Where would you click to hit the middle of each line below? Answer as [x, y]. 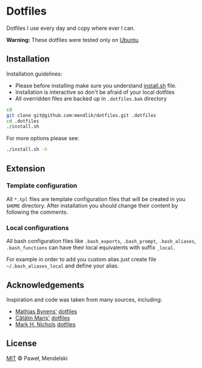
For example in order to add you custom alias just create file [81, 260]
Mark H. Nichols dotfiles [45, 324]
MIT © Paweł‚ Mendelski [37, 358]
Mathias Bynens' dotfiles [46, 311]
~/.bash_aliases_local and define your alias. [63, 266]
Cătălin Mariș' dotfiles [42, 317]
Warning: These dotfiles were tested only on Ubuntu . [73, 40]
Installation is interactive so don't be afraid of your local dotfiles [95, 92]
